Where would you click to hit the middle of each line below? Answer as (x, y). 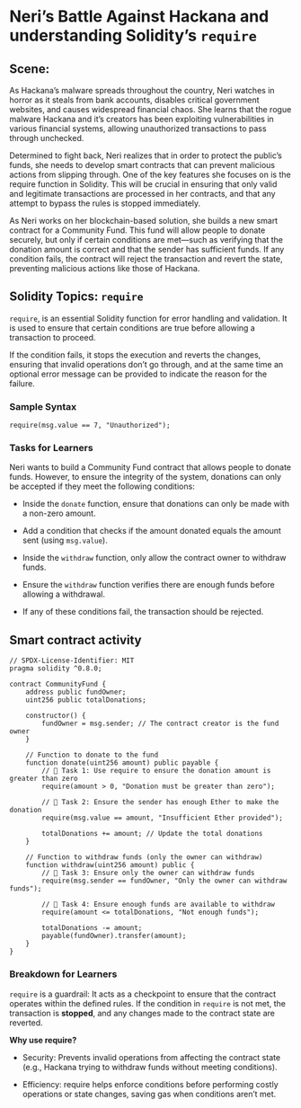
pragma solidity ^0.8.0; (56, 669)
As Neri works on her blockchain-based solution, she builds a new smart (144, 221)
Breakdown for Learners (63, 974)
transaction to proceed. (53, 337)
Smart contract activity (75, 640)
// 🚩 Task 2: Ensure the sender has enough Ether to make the (160, 802)
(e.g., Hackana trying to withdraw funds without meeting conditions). (150, 1067)
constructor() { (56, 716)
